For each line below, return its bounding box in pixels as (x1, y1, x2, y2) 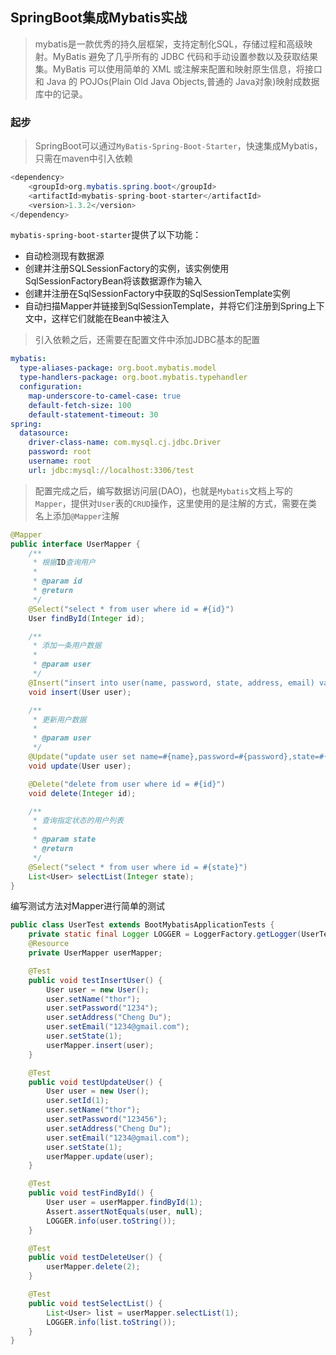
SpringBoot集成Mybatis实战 (10, 9, 188, 27)
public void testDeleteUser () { (28, 1253, 163, 1263)
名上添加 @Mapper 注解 (34, 509, 120, 522)
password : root (28, 447, 92, 457)
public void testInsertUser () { (28, 975, 163, 985)
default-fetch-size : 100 (28, 400, 132, 410)
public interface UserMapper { (10, 539, 141, 549)
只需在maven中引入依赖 (34, 153, 133, 165)
